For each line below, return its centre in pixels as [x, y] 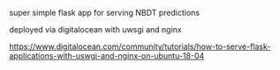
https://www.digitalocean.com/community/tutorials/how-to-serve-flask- [140, 46]
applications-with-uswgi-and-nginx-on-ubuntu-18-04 [107, 56]
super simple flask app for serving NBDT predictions [105, 13]
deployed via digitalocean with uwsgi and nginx [96, 29]
